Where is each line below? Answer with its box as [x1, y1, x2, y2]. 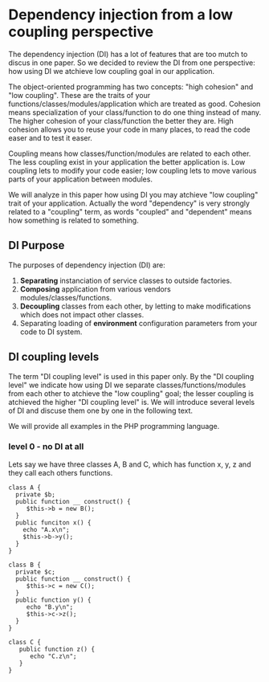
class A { [8, 484, 42, 492]
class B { [8, 561, 42, 569]
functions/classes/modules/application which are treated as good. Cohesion [8, 99, 261, 108]
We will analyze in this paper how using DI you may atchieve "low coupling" [8, 190, 259, 199]
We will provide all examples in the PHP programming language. [8, 421, 220, 431]
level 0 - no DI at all [8, 441, 84, 452]
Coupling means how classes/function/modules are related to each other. [8, 149, 251, 158]
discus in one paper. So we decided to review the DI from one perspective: [8, 58, 255, 67]
